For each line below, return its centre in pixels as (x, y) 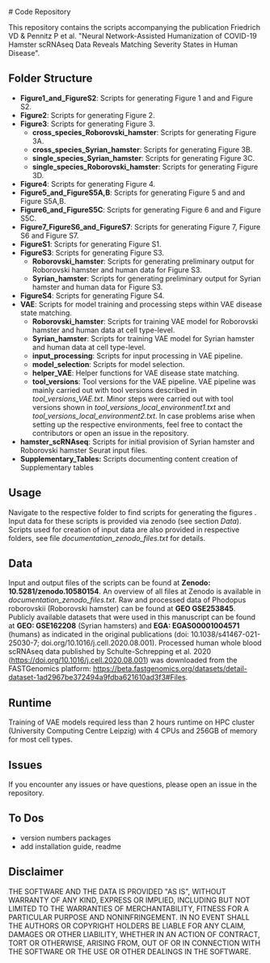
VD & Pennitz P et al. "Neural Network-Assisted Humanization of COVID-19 (133, 36)
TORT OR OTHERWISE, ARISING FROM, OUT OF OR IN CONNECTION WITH (135, 943)
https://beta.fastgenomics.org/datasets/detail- (170, 669)
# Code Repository (40, 12)
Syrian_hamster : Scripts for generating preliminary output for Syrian (146, 278)
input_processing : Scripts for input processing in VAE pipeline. (137, 356)
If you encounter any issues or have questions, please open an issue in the (133, 784)
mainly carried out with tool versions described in (114, 390)
